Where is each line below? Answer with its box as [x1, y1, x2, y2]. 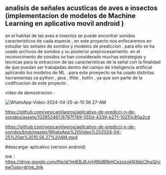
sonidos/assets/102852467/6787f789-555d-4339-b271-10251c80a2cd [5, 114, 150, 120]
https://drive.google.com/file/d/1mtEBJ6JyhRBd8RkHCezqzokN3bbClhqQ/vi [5, 159, 161, 165]
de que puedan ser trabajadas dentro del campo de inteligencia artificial [5, 64, 152, 70]
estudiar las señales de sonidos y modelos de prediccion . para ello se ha [5, 43, 155, 49]
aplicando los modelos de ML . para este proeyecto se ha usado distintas [5, 69, 155, 75]
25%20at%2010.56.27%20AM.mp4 [5, 134, 78, 140]
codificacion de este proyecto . [5, 80, 68, 86]
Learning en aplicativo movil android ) [5, 19, 124, 28]
